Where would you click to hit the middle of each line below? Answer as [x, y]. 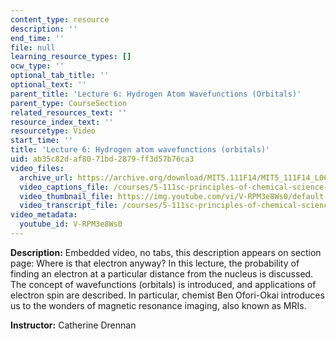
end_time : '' [37, 38]
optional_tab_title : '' [60, 76]
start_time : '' [42, 141]
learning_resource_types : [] [71, 57]
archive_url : [46, 177]
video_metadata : [44, 215]
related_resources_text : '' [69, 112]
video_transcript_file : [68, 206]
